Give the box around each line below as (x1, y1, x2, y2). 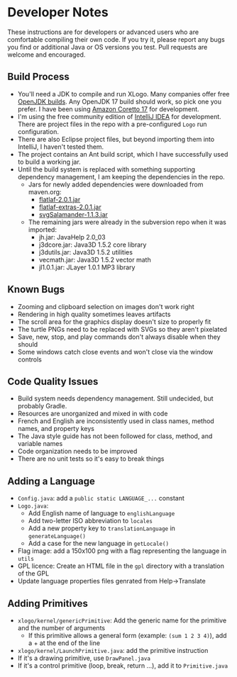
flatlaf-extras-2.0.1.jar (38, 203, 101, 211)
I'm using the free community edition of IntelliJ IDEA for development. (17, 112, 221, 121)
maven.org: (28, 187, 62, 196)
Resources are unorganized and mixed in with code (17, 409, 168, 418)
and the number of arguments (17, 624, 105, 632)
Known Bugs (7, 284, 65, 296)
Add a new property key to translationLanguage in (28, 524, 176, 532)
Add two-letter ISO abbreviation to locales (28, 517, 153, 525)
